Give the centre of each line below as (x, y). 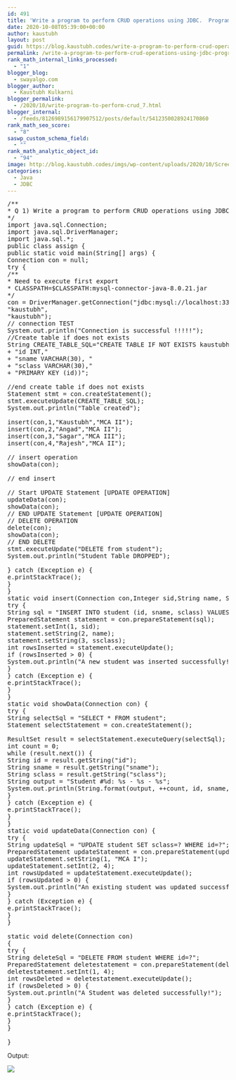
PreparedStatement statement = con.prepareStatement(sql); (111, 620)
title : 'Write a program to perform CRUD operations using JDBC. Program (119, 20)
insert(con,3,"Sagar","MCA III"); (67, 436)
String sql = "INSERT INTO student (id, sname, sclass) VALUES (118, 613)
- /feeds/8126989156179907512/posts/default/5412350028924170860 (111, 118)
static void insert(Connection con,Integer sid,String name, (115, 598)
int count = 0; (33, 746)
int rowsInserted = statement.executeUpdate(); (91, 648)
